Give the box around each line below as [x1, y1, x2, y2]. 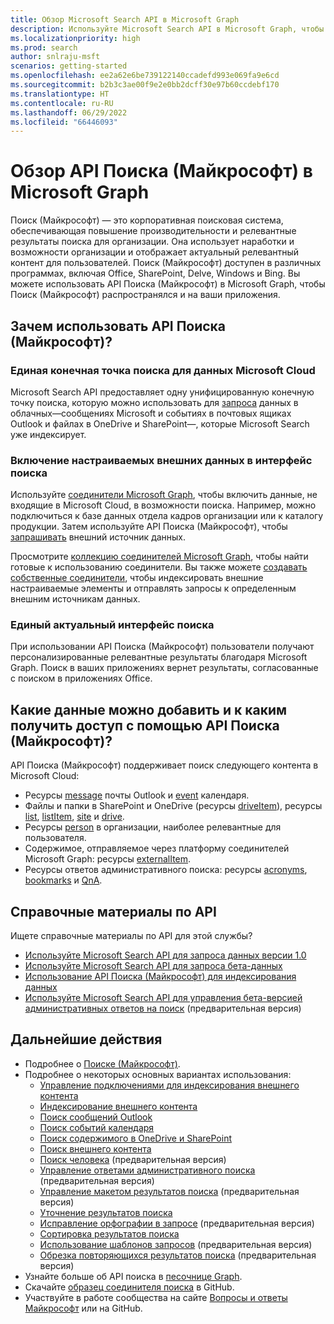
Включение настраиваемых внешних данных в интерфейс [10, 453, 313, 467]
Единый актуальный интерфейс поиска [10, 618, 215, 632]
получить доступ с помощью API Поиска [10, 717, 280, 734]
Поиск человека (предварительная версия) [39, 1153, 227, 1165]
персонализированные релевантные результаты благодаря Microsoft [10, 651, 308, 663]
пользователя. [24, 832, 87, 844]
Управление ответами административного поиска [39, 1164, 256, 1176]
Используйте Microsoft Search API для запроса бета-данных [24, 960, 283, 972]
